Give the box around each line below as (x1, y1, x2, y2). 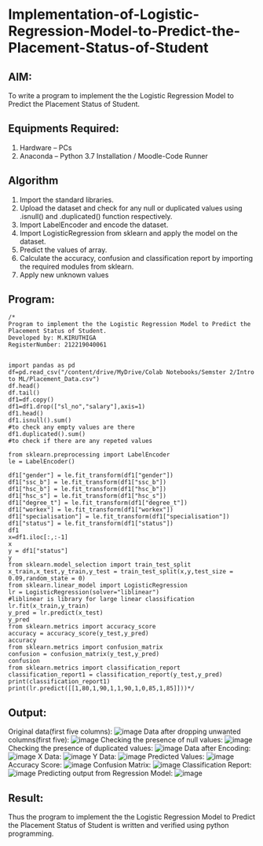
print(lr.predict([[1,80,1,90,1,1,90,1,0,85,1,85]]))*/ (8, 685, 195, 693)
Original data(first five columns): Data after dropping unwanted (8, 727, 241, 736)
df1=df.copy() (8, 396, 55, 404)
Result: (8, 791, 44, 804)
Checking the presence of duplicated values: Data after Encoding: (8, 744, 251, 753)
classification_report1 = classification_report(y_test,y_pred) (8, 671, 223, 679)
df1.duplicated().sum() (8, 430, 86, 438)
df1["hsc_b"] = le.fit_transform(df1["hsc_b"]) (8, 485, 167, 493)
